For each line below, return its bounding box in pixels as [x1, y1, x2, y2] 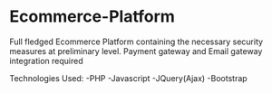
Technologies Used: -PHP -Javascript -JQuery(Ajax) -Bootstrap [9, 72, 248, 83]
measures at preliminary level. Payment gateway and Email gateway [9, 45, 263, 56]
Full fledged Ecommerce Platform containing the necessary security [9, 36, 264, 47]
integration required [9, 55, 83, 66]
